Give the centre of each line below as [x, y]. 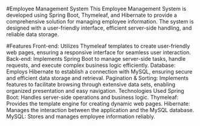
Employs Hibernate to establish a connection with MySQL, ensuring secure [99, 71]
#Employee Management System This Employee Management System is [96, 9]
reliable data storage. [33, 34]
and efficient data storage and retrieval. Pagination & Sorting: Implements [98, 78]
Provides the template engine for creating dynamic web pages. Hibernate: [98, 104]
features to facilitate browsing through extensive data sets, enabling [91, 84]
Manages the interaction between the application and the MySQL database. [100, 110]
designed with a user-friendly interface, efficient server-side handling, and [99, 28]
